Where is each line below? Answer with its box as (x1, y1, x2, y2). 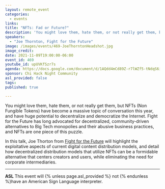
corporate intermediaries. (5, 159, 56, 165)
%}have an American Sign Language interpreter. (5, 178, 103, 184)
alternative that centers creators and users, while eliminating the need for (5, 154, 154, 160)
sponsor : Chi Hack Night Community (5, 71, 78, 76)
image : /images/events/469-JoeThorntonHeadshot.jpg (5, 44, 113, 49)
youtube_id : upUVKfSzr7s (5, 62, 56, 67)
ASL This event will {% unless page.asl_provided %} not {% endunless (5, 173, 148, 179)
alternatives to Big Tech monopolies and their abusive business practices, (5, 123, 154, 129)
